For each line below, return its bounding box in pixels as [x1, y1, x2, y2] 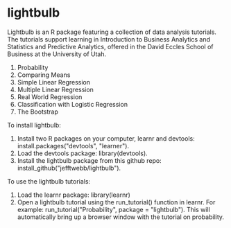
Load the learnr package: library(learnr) [17, 191, 130, 199]
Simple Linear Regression [17, 78, 91, 86]
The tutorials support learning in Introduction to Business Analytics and [7, 35, 210, 43]
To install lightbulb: [7, 121, 61, 129]
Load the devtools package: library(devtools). [17, 149, 148, 157]
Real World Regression [17, 92, 83, 101]
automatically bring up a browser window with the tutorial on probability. [17, 213, 224, 221]
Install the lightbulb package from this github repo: [17, 156, 162, 164]
